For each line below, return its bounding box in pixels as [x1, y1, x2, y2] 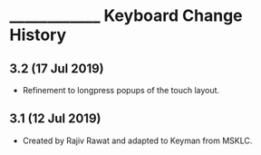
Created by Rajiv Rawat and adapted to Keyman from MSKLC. [22, 135, 253, 146]
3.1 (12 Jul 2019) [9, 111, 101, 127]
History [9, 24, 67, 45]
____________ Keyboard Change [9, 5, 243, 26]
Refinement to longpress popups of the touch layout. [22, 85, 220, 95]
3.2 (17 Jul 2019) [9, 61, 104, 76]
